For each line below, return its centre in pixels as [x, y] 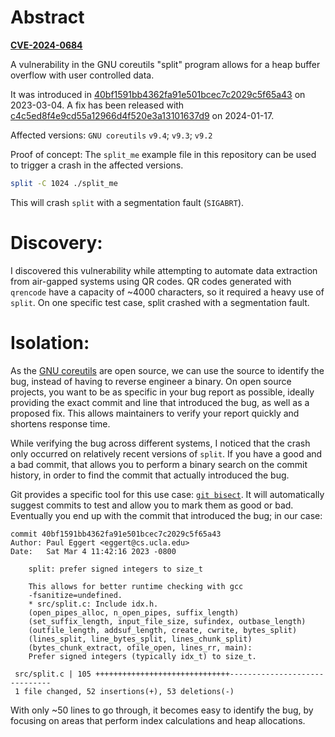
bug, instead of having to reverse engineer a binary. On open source [151, 381]
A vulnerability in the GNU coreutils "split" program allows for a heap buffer [165, 64]
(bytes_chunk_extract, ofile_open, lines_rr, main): [140, 647]
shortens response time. [60, 423]
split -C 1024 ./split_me [64, 183]
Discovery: [56, 243]
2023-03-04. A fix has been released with [97, 105]
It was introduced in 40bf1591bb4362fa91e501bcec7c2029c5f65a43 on [158, 94]
